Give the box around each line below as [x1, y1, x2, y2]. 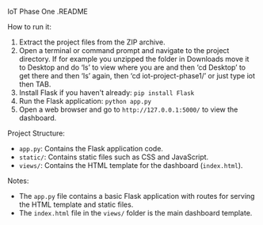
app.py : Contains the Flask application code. [18, 144, 164, 153]
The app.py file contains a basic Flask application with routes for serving [18, 192, 255, 200]
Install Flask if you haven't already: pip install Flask [18, 88, 195, 97]
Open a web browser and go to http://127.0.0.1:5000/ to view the [18, 105, 238, 114]
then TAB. [18, 79, 51, 89]
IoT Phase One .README [7, 7, 88, 16]
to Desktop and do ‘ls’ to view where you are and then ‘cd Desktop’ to [18, 63, 246, 72]
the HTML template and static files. [18, 200, 134, 209]
